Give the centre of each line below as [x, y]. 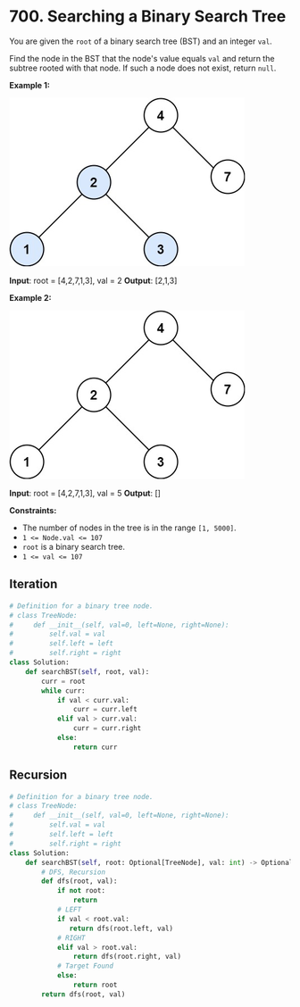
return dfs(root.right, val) [127, 957]
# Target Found [85, 966]
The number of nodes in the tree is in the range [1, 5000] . [129, 528]
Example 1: [30, 85]
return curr [95, 747]
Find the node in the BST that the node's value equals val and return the [142, 58]
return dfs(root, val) [83, 994]
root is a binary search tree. [74, 546]
